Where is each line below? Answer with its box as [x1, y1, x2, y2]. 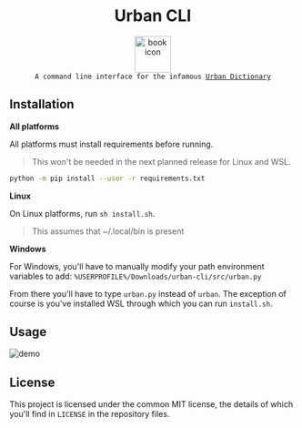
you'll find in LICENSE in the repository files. [9, 409, 170, 420]
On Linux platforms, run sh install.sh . [9, 208, 156, 219]
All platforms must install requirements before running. [9, 138, 214, 149]
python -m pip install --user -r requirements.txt [9, 174, 206, 183]
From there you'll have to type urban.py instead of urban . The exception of [9, 288, 287, 299]
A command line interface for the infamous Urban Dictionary [35, 72, 271, 81]
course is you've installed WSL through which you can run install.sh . [9, 298, 273, 309]
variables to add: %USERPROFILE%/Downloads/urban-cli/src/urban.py [9, 270, 262, 281]
